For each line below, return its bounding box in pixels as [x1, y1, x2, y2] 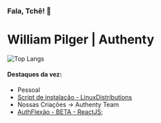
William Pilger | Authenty [7, 32, 155, 48]
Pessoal [17, 86, 40, 94]
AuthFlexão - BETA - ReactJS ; [17, 108, 103, 116]
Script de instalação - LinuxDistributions [17, 93, 133, 102]
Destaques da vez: [7, 70, 62, 79]
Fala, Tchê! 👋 [7, 6, 51, 16]
